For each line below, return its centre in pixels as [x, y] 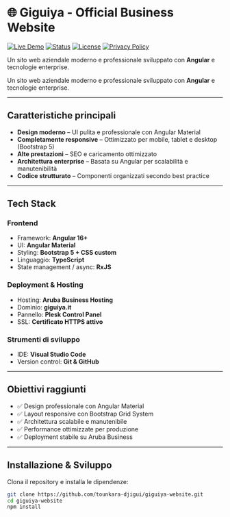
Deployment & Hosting [45, 285]
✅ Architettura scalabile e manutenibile [72, 421]
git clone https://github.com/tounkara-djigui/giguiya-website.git [105, 494]
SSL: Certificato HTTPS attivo [60, 321]
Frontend [23, 223]
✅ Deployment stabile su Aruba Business [75, 437]
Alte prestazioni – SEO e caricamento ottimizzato [87, 154]
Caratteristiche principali [62, 115]
